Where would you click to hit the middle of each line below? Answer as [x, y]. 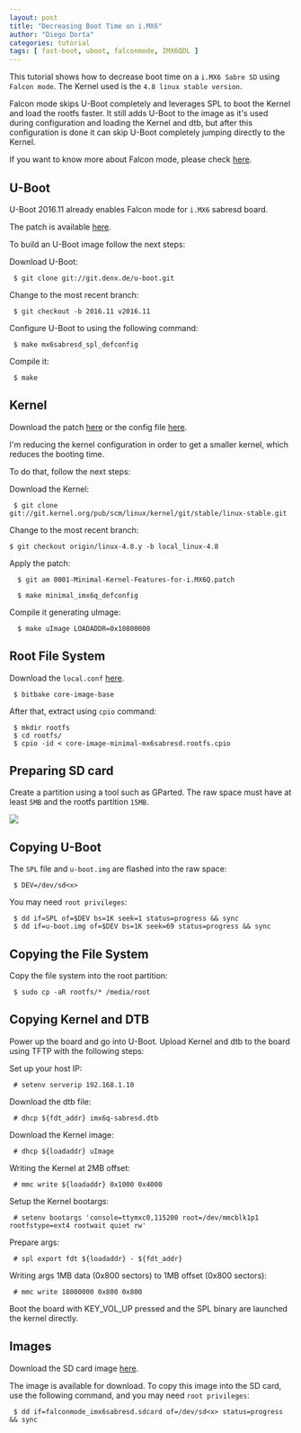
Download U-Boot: [44, 261]
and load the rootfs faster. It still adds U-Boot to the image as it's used [139, 113]
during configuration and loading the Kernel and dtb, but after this [131, 123]
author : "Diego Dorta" [52, 34]
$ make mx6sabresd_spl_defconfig [76, 344]
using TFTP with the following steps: [77, 1050]
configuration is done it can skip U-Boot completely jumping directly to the [147, 132]
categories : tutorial [50, 43]
